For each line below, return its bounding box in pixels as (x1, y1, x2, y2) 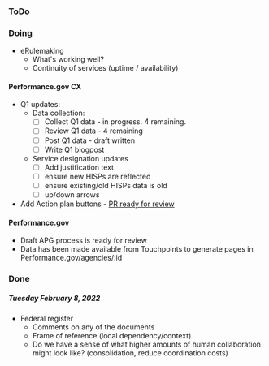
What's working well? (32, 54, 104, 64)
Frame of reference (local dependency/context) (32, 331, 192, 341)
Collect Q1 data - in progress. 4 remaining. (44, 117, 187, 127)
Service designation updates (32, 153, 128, 163)
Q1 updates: (20, 100, 61, 110)
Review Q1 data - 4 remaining (44, 126, 144, 136)
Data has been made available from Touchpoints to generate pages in (20, 244, 254, 254)
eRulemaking (20, 46, 64, 56)
